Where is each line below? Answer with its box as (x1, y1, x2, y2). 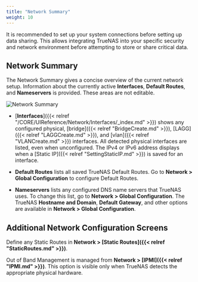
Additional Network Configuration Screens (6, 222, 168, 233)
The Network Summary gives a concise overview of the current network (6, 76, 184, 84)
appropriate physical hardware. (6, 269, 83, 277)
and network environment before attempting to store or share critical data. (6, 43, 189, 51)
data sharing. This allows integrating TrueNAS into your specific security (6, 37, 184, 44)
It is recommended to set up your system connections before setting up (6, 30, 182, 38)
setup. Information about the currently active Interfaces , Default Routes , (6, 83, 185, 90)
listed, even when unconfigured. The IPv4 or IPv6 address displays (14, 144, 180, 151)
